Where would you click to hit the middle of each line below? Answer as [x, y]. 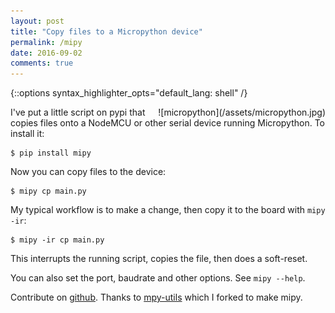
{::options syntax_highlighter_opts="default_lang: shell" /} [129, 93]
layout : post [37, 21]
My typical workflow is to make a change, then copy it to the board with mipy [168, 210]
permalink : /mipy [46, 42]
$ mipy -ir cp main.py [57, 240]
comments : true [42, 63]
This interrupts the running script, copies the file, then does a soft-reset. [159, 259]
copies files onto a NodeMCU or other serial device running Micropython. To [167, 123]
